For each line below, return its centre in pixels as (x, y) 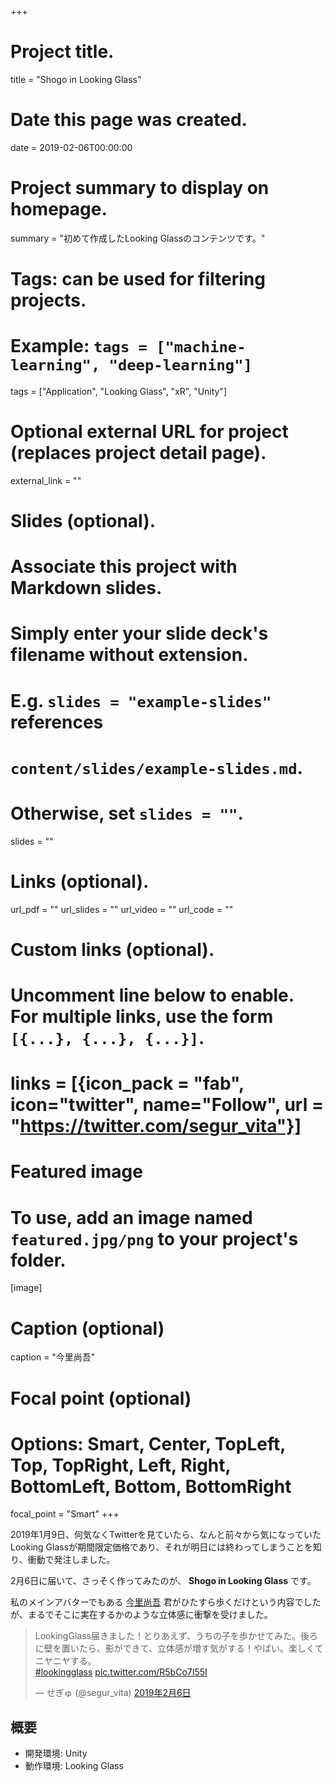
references (57, 722)
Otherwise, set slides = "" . (127, 813)
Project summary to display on (140, 188)
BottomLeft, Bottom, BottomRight (151, 1486)
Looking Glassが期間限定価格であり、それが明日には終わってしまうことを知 (166, 1547)
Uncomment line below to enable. (152, 995)
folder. (38, 1260)
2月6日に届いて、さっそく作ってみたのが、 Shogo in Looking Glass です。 (163, 1581)
